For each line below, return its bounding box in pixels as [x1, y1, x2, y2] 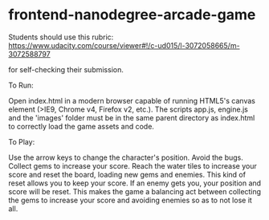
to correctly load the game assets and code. [8, 121, 155, 131]
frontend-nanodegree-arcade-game [8, 6, 256, 24]
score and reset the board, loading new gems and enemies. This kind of [8, 169, 247, 179]
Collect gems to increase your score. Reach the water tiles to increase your [8, 161, 257, 170]
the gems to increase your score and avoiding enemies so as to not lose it [8, 195, 253, 205]
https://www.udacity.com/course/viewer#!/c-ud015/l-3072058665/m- [8, 40, 240, 50]
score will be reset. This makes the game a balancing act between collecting [8, 186, 262, 196]
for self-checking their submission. [8, 64, 124, 74]
